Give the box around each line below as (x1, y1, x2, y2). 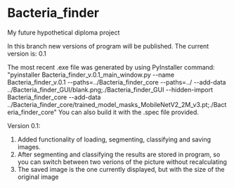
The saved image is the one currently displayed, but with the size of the (17, 165, 225, 173)
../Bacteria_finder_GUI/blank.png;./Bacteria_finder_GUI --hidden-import (7, 85, 213, 94)
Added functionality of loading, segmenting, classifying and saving (17, 135, 212, 144)
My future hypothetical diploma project (7, 28, 120, 37)
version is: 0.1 (7, 49, 47, 58)
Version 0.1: (7, 121, 41, 130)
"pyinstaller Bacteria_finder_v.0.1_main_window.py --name (7, 70, 174, 79)
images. (17, 142, 41, 151)
